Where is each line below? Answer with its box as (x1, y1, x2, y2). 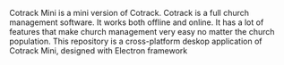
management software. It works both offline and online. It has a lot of (9, 17, 264, 28)
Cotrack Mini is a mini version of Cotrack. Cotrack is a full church (9, 8, 249, 18)
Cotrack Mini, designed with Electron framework (9, 45, 188, 56)
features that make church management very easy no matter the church (9, 27, 275, 37)
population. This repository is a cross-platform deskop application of (9, 36, 262, 46)
